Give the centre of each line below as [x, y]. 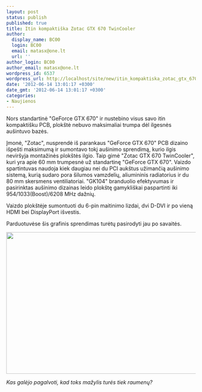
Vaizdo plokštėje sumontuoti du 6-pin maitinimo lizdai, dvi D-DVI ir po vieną [100, 206]
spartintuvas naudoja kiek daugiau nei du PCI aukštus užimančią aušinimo [98, 168]
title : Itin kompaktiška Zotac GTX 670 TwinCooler [71, 29]
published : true [26, 23]
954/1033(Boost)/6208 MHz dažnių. [51, 194]
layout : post [23, 12]
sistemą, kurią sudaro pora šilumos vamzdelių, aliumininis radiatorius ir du [98, 174]
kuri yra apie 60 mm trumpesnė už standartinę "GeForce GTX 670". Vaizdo [99, 162]
